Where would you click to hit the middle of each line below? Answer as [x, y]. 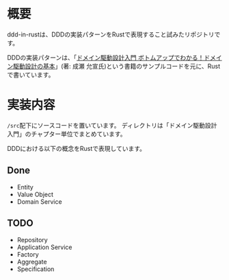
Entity [25, 187]
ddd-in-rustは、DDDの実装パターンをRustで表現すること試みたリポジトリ [111, 34]
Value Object [35, 194]
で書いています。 [31, 74]
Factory [28, 254]
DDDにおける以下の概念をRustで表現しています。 [76, 148]
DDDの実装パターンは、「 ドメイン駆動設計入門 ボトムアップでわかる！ [106, 57]
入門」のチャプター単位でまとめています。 [67, 134]
